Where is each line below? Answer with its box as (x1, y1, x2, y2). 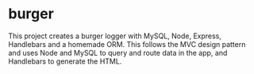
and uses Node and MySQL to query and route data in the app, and (8, 48, 228, 57)
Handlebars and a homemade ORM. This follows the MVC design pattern (8, 39, 246, 49)
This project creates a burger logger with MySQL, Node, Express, (8, 31, 222, 41)
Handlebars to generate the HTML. (8, 56, 122, 66)
